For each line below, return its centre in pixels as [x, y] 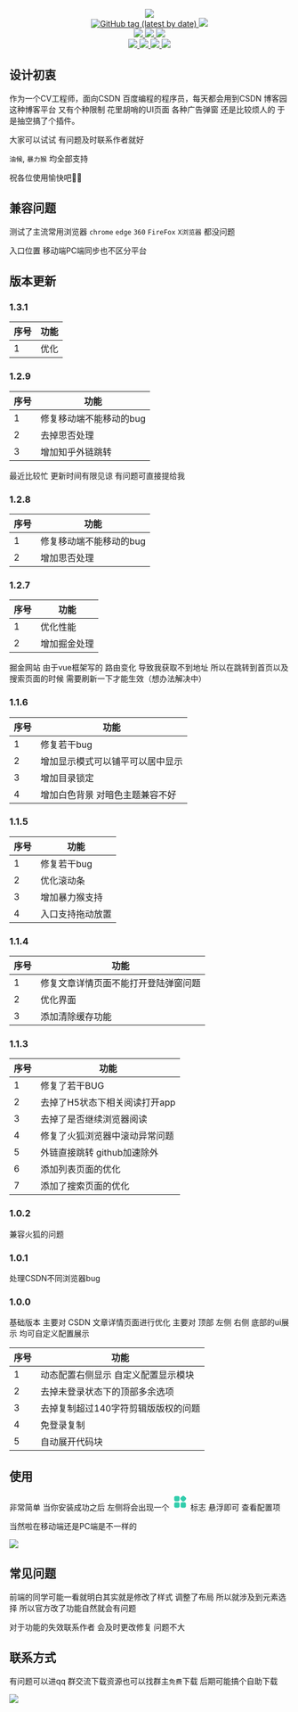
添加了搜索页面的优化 [85, 1186]
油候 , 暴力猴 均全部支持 [49, 158]
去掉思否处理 [68, 435]
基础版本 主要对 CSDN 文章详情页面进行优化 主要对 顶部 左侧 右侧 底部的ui [145, 1322]
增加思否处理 [68, 557]
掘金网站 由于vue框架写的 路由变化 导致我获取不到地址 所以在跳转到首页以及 [149, 668]
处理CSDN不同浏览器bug [55, 1278]
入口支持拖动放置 [77, 914]
